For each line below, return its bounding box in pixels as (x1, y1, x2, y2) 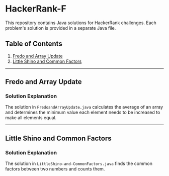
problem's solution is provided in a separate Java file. (5, 25, 116, 31)
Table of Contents (5, 40, 63, 48)
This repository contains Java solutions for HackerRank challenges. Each (5, 20, 157, 26)
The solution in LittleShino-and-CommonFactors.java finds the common (5, 160, 152, 166)
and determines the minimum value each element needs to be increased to (5, 109, 160, 116)
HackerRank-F (5, 3, 66, 15)
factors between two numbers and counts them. (5, 166, 105, 172)
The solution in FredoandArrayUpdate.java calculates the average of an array (5, 104, 163, 110)
